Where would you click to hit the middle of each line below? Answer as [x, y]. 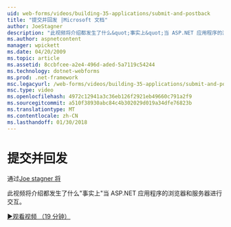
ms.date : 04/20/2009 [37, 52]
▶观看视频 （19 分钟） [39, 217]
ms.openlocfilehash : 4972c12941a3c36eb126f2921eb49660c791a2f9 [100, 97]
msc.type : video [30, 90]
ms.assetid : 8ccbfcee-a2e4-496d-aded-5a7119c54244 [81, 65]
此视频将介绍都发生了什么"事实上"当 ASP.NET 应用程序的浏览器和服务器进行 [115, 193]
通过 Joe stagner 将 [34, 179]
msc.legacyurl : [29, 84]
